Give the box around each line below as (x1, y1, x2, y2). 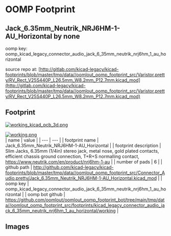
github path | (5, 164, 32, 170)
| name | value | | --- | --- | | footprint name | (5, 137, 99, 143)
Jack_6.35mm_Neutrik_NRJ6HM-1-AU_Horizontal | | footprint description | (5, 142, 161, 149)
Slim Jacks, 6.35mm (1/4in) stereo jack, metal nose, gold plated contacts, (5, 148, 159, 154)
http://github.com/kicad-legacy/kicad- (33, 164, 114, 170)
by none (53, 32, 80, 40)
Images (5, 222, 30, 231)
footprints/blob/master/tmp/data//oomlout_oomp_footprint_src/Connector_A (5, 170, 165, 176)
